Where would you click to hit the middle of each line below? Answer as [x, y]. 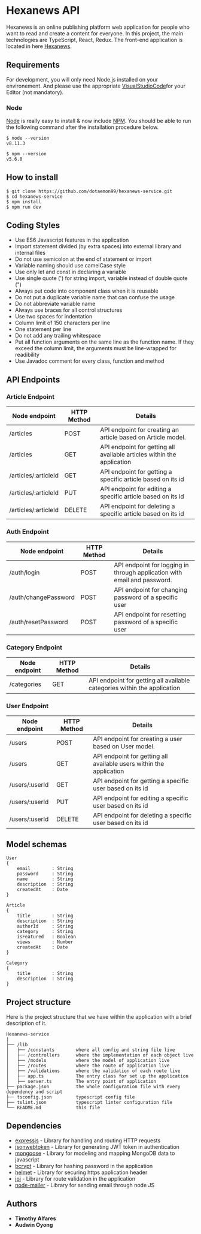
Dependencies [34, 1126]
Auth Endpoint [28, 532]
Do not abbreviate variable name [55, 303]
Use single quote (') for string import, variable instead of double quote [101, 278]
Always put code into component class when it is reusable [86, 291]
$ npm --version [26, 154]
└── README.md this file [53, 1107]
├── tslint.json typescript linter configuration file [89, 1102]
